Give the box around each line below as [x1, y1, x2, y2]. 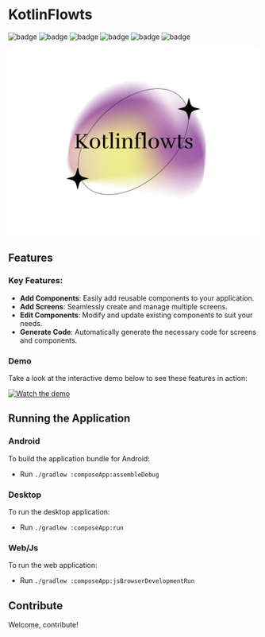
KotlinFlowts [8, 6, 93, 24]
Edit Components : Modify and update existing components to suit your [19, 310, 253, 320]
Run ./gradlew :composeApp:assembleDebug [19, 469, 159, 479]
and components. [19, 336, 78, 345]
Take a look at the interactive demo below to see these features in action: [8, 373, 248, 383]
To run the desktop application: [8, 507, 110, 516]
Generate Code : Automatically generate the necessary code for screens [19, 327, 256, 336]
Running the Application [8, 412, 131, 425]
